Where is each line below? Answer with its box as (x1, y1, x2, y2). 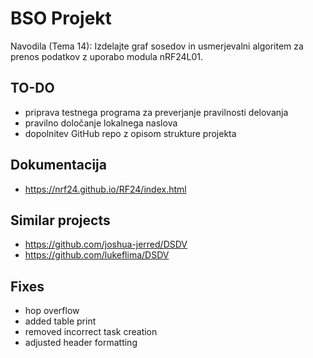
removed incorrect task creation (24, 326, 158, 338)
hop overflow (24, 305, 80, 317)
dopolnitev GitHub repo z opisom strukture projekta (24, 127, 237, 139)
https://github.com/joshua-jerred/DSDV (24, 238, 188, 251)
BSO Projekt (10, 7, 112, 30)
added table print (24, 315, 97, 327)
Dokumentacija (10, 157, 107, 174)
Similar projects (10, 212, 111, 229)
